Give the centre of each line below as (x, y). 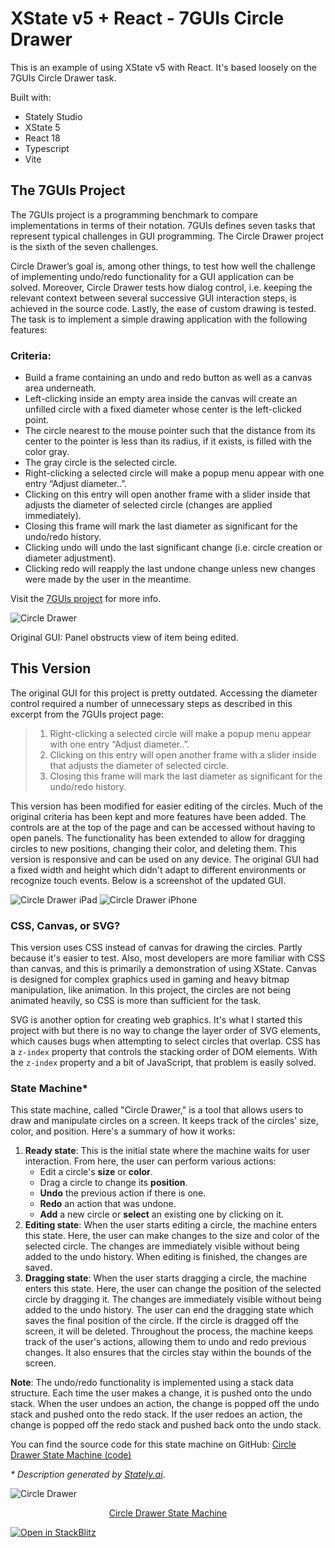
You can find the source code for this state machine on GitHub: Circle (153, 1444)
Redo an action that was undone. (108, 1204)
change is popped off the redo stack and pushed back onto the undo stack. (166, 1425)
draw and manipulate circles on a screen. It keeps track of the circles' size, (164, 1121)
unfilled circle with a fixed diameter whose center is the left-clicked (163, 409)
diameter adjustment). (70, 558)
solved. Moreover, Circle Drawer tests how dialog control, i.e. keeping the (161, 287)
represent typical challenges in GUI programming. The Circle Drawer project (167, 236)
